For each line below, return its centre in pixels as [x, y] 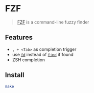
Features [19, 37]
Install [15, 75]
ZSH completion [28, 60]
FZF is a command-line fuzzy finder [53, 22]
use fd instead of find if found [43, 54]
